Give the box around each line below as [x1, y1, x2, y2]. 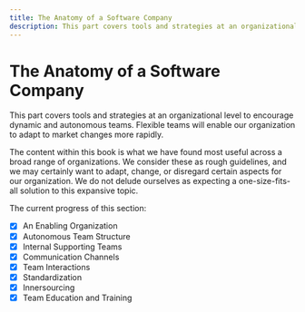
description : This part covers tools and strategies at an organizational [9, 22, 299, 31]
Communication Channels [22, 251, 120, 262]
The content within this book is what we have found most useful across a [9, 147, 283, 158]
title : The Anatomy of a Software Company [9, 13, 172, 23]
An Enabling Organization [22, 220, 118, 231]
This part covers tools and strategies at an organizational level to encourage [9, 110, 294, 121]
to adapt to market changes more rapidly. [9, 129, 164, 141]
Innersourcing [22, 282, 75, 293]
